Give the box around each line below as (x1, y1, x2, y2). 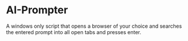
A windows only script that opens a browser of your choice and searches (6, 23, 182, 29)
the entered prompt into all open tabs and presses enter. (6, 28, 141, 35)
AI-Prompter (6, 3, 68, 17)
